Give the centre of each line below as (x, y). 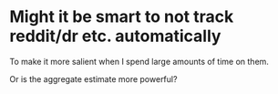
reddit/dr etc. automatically (115, 36)
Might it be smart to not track (122, 17)
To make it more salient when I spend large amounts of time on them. (139, 61)
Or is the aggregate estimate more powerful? (93, 78)
